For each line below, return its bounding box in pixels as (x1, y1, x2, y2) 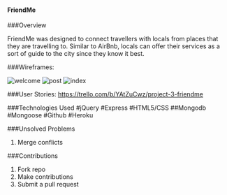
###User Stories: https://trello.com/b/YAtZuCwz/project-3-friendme (7, 90, 204, 99)
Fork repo (17, 165, 46, 174)
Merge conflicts (17, 138, 63, 147)
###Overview (7, 21, 47, 29)
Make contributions (17, 173, 73, 181)
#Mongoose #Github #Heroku (7, 111, 94, 120)
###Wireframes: (7, 63, 54, 71)
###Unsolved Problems (7, 124, 75, 133)
